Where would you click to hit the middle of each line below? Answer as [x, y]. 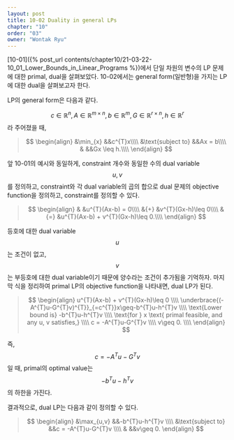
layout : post [26, 14]
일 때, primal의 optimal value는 [50, 368]
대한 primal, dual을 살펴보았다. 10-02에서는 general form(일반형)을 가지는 [116, 77]
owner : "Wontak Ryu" [37, 40]
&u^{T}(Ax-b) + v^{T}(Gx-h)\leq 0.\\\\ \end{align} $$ [132, 217]
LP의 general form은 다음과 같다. [53, 100]
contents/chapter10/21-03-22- [108, 59]
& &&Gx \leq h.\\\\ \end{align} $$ [126, 149]
